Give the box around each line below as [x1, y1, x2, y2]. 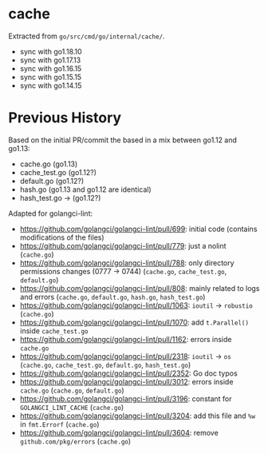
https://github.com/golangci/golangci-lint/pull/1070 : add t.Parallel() [19, 317, 250, 327]
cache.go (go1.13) [19, 159, 78, 169]
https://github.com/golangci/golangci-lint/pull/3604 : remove [19, 428, 219, 437]
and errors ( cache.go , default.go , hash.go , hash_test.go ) [19, 292, 206, 301]
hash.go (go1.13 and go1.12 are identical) [19, 185, 152, 194]
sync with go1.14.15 [19, 81, 82, 90]
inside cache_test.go [19, 325, 89, 336]
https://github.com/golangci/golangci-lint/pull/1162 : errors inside [19, 334, 232, 344]
